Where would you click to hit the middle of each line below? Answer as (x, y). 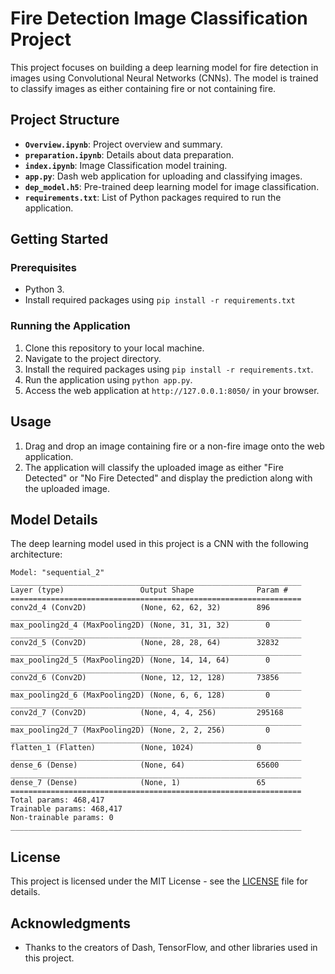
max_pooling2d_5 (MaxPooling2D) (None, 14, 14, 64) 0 (140, 660)
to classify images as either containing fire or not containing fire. (143, 88)
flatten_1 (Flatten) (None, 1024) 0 (136, 748)
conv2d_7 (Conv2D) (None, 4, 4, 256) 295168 (147, 713)
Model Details (54, 519)
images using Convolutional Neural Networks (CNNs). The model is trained (164, 78)
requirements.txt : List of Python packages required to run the (153, 197)
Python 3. (44, 289)
